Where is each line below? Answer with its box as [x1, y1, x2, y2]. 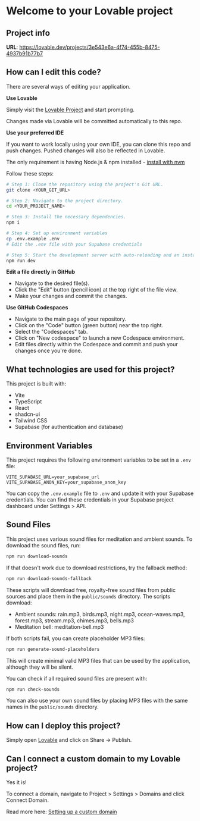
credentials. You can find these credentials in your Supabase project [6, 496, 174, 503]
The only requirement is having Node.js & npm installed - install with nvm [6, 158, 185, 165]
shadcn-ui [14, 411, 40, 418]
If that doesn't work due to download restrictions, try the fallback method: [6, 564, 187, 571]
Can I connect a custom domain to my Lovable [6, 754, 180, 764]
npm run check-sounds [6, 686, 60, 692]
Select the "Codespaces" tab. [14, 328, 88, 336]
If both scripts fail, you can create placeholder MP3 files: [6, 635, 145, 642]
